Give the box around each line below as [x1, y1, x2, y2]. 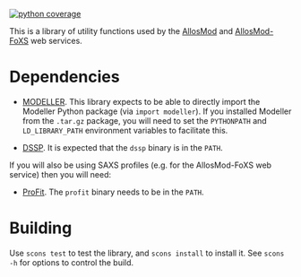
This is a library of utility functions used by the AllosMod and [9, 26, 234, 36]
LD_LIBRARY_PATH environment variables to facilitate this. [21, 125, 228, 135]
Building [9, 218, 73, 238]
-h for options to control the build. [9, 256, 134, 268]
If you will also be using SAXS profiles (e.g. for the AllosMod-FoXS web [9, 160, 271, 170]
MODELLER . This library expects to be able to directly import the [21, 96, 261, 107]
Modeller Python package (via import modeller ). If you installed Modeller [21, 106, 292, 117]
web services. [30, 36, 82, 46]
